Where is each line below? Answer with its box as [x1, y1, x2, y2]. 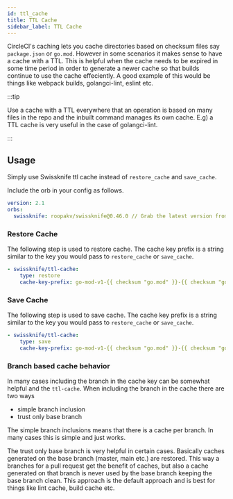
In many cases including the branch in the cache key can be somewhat [7, 377, 210, 385]
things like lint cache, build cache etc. [7, 484, 115, 492]
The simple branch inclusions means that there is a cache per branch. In [7, 425, 214, 434]
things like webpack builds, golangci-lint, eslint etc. [7, 79, 154, 88]
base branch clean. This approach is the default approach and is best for [7, 476, 216, 484]
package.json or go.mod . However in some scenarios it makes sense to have [7, 49, 223, 58]
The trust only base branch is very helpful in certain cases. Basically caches [7, 446, 225, 455]
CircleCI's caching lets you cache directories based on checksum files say [7, 42, 220, 51]
